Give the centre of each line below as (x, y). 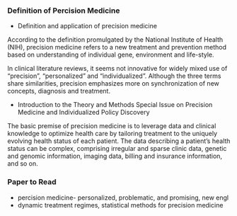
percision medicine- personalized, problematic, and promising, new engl (123, 198)
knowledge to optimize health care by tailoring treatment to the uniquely (112, 134)
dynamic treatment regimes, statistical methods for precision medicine (120, 205)
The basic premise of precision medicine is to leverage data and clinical (112, 126)
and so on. (23, 164)
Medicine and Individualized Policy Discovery (83, 113)
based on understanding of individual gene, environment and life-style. (111, 55)
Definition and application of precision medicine (87, 26)
